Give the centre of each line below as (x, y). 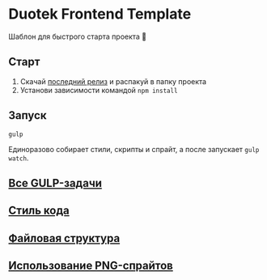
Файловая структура (64, 238)
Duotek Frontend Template (100, 14)
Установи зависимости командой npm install (99, 90)
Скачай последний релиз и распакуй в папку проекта (113, 81)
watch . (19, 158)
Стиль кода (39, 211)
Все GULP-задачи (55, 183)
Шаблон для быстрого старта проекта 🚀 (78, 36)
